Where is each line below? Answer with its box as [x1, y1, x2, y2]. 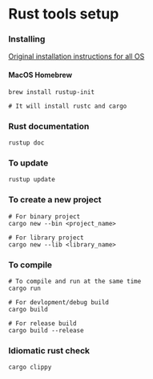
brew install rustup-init [8, 88, 95, 96]
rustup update [8, 176, 56, 184]
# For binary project [8, 212, 81, 221]
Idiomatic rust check [8, 344, 91, 356]
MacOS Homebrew [8, 70, 73, 80]
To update [8, 157, 49, 169]
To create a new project [8, 194, 102, 206]
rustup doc [8, 138, 45, 147]
